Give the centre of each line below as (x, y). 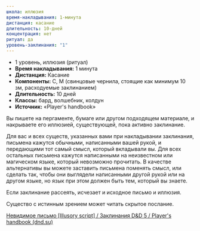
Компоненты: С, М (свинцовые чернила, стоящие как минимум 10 (100, 81)
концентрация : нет (29, 34)
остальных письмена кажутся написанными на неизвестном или (90, 155)
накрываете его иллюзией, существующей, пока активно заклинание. (96, 124)
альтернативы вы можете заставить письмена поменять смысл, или (94, 168)
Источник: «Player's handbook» (55, 107)
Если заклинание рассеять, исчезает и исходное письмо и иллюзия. (94, 192)
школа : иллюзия (25, 12)
